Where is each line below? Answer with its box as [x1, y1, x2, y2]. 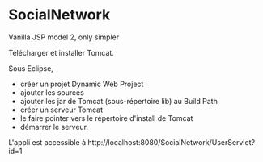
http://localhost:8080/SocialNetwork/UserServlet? [87, 137, 256, 147]
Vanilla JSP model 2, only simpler [8, 32, 120, 42]
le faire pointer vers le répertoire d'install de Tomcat [19, 113, 193, 123]
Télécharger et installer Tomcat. [8, 48, 115, 57]
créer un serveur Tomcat [19, 105, 104, 114]
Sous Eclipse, [8, 63, 54, 73]
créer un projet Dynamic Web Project [19, 79, 144, 89]
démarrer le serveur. [19, 122, 89, 131]
